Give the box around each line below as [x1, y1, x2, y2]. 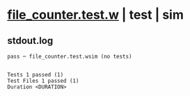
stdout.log [7, 35, 54, 47]
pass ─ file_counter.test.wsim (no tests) [7, 53, 132, 60]
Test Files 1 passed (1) [7, 77, 79, 84]
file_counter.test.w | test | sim [7, 7, 184, 23]
